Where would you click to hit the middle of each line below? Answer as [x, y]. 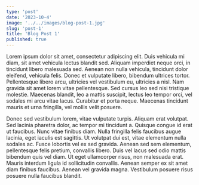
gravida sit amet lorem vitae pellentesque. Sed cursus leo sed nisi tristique [98, 88]
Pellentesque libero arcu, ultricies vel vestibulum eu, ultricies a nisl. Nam [95, 82]
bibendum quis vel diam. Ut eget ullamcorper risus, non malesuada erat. [95, 157]
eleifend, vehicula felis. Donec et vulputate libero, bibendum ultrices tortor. [98, 75]
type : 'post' [22, 12]
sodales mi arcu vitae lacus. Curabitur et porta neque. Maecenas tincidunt [97, 101]
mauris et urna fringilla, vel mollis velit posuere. [64, 107]
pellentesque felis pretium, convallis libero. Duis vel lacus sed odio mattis [96, 150]
